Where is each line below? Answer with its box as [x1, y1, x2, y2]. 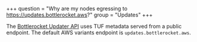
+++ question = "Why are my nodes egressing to [6, 5, 128, 12]
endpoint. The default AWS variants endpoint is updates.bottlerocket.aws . [6, 29, 192, 36]
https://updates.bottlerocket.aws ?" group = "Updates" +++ [6, 11, 153, 18]
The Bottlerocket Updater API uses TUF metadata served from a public [6, 23, 182, 30]
